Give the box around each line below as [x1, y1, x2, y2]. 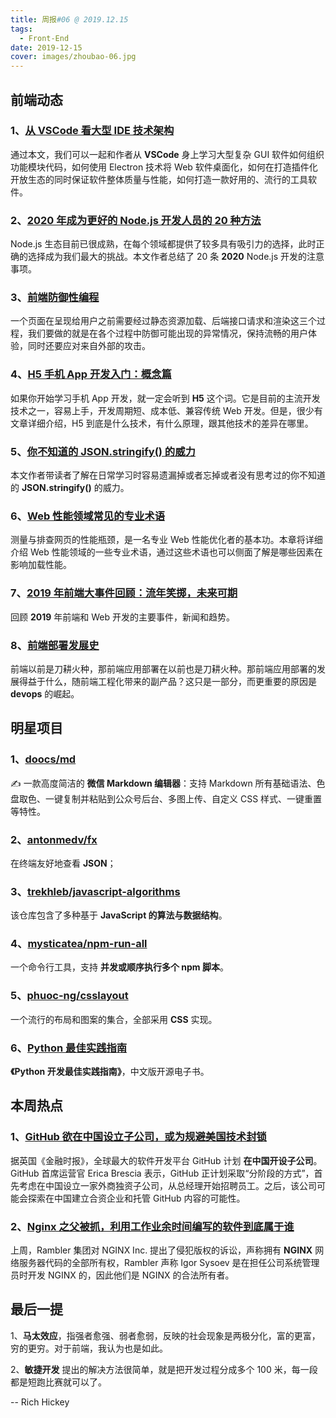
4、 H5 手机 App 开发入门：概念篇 [10, 367, 172, 381]
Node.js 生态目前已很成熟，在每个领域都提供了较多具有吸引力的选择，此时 [10, 238, 317, 250]
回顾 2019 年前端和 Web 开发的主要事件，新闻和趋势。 [10, 611, 235, 623]
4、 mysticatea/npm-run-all [10, 937, 148, 951]
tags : [10, 24, 33, 34]
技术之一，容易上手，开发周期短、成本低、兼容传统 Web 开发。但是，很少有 [10, 404, 323, 416]
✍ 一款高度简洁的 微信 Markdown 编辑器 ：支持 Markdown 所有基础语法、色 [10, 777, 326, 789]
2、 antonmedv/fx [10, 832, 98, 846]
